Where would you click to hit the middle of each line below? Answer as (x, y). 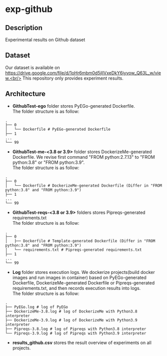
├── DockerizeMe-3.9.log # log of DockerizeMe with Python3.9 (71, 320)
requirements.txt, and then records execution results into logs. (76, 288)
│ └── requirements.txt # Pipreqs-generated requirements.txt (73, 250)
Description (24, 28)
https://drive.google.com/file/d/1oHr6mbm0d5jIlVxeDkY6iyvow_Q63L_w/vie (83, 73)
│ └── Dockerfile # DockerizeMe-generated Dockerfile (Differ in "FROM (84, 186)
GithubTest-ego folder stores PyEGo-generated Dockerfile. (73, 106)
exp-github (29, 9)
